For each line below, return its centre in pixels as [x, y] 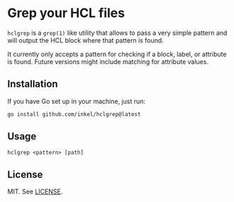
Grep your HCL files [66, 13]
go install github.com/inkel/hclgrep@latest [74, 114]
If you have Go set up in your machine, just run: [77, 101]
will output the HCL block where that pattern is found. [86, 40]
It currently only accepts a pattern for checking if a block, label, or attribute [117, 54]
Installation [33, 84]
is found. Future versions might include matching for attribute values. [108, 61]
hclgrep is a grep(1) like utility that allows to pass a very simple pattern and [117, 33]
